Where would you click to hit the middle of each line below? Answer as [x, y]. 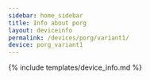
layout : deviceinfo [40, 30]
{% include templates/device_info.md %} [75, 67]
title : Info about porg [48, 23]
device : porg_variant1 [46, 45]
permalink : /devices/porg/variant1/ [69, 38]
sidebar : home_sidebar [46, 15]
